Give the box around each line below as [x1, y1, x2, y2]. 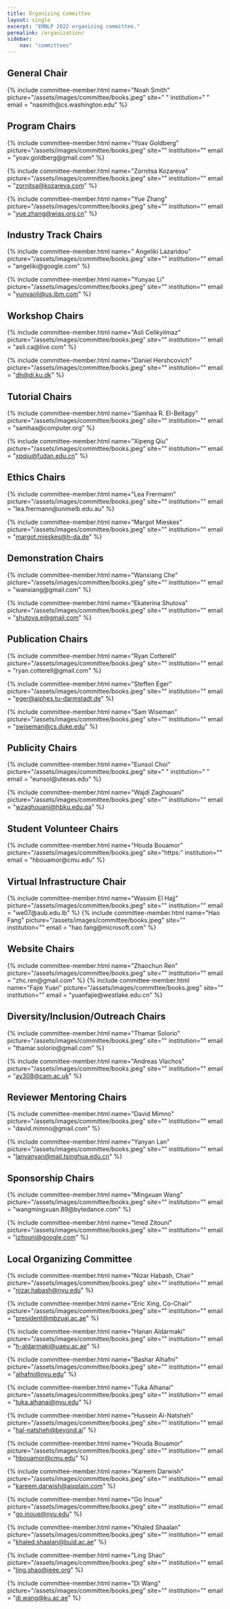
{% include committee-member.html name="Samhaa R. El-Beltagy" [7, 409, 198, 417]
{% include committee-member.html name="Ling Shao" [7, 1551, 165, 1559]
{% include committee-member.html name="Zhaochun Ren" [7, 961, 178, 969]
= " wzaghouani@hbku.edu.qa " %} [7, 803, 105, 811]
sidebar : [7, 36, 32, 43]
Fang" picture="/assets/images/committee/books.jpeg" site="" [7, 916, 186, 924]
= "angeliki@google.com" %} [7, 262, 91, 271]
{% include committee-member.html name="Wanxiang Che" [7, 571, 178, 579]
